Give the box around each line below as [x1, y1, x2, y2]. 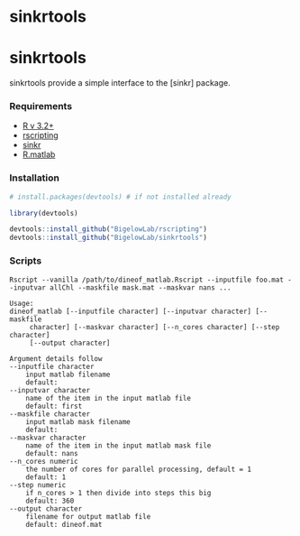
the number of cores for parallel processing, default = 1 [25, 465, 252, 474]
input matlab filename [25, 370, 111, 379]
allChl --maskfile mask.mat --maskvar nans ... [49, 282, 232, 292]
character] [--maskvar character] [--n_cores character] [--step [29, 322, 280, 331]
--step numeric [9, 480, 67, 489]
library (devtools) [9, 208, 78, 217]
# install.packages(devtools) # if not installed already [9, 192, 232, 201]
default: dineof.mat [25, 520, 103, 529]
